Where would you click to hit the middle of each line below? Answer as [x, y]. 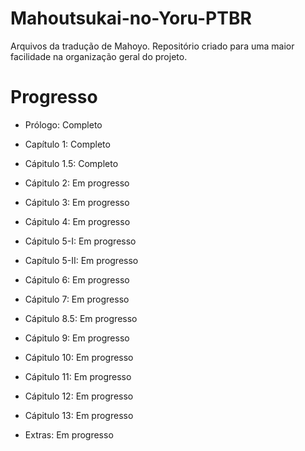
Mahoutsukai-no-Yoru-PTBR [131, 18]
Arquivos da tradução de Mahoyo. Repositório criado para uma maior [152, 46]
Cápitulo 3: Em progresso [77, 202]
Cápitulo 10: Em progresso [79, 357]
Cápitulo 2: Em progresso [77, 183]
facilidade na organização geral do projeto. [99, 56]
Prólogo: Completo [63, 124]
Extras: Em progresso [69, 434]
